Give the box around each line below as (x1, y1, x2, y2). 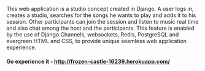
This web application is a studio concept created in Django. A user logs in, (6, 5, 194, 12)
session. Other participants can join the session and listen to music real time (6, 18, 199, 25)
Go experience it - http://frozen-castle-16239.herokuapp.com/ (6, 58, 170, 65)
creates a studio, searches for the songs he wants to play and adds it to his (6, 12, 196, 19)
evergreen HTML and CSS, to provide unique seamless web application (6, 38, 187, 44)
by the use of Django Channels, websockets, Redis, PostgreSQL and (6, 31, 179, 38)
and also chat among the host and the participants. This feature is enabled (6, 24, 195, 32)
